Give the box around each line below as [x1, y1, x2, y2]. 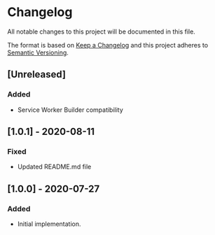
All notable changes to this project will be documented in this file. [7, 27, 196, 36]
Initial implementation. [17, 220, 82, 228]
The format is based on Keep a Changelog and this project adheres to [7, 41, 209, 49]
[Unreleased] [7, 69, 67, 80]
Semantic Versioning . [7, 48, 69, 57]
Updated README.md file [17, 162, 92, 171]
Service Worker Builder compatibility [17, 106, 124, 114]
